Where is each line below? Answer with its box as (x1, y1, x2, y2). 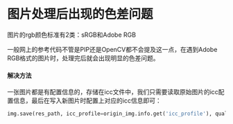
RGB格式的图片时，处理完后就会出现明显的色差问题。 (7, 53, 159, 62)
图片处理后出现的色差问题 (7, 6, 154, 22)
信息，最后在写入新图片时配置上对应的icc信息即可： (12, 96, 162, 105)
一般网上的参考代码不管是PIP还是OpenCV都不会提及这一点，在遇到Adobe (7, 45, 218, 53)
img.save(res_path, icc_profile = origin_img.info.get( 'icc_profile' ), (7, 110, 213, 118)
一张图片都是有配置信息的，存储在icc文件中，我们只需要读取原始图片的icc (7, 88, 218, 96)
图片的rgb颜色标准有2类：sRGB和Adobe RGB (7, 30, 137, 39)
